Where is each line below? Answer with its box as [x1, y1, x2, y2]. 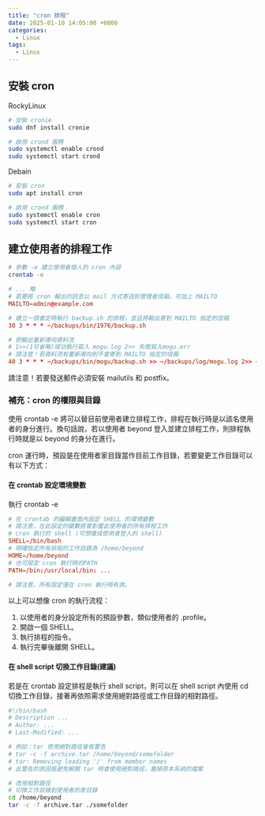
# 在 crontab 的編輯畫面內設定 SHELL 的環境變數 [8, 515, 155, 523]
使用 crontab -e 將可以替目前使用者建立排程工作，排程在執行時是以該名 [8, 414, 241, 423]
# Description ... [8, 714, 69, 722]
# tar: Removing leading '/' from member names [8, 758, 168, 765]
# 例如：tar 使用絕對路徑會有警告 [8, 743, 106, 751]
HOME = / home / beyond [8, 551, 69, 559]
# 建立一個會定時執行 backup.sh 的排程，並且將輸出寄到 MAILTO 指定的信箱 [8, 314, 230, 322]
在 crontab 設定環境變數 [8, 479, 87, 490]
